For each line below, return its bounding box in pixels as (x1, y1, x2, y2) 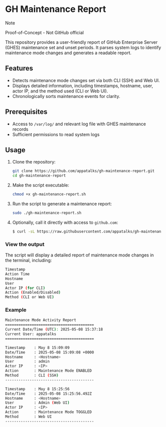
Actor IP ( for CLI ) (5, 285, 46, 290)
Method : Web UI (5, 414, 52, 420)
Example (5, 307, 27, 314)
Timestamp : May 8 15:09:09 (5, 345, 70, 350)
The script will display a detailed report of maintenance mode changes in (5, 252, 154, 258)
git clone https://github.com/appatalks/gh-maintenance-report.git (12, 169, 155, 173)
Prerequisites (5, 108, 48, 116)
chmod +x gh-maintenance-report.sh (12, 192, 86, 197)
